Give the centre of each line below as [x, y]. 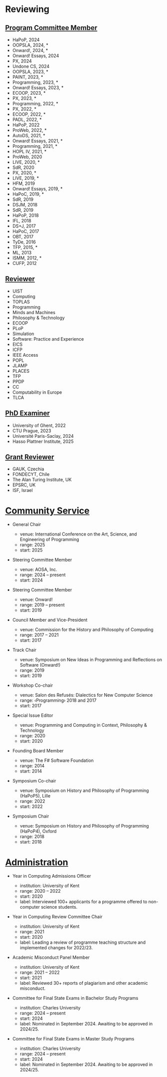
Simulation [23, 334]
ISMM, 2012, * [27, 258]
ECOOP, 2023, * [29, 93]
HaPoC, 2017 [26, 231]
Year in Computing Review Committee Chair [57, 917]
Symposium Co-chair [34, 781]
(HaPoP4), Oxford [38, 831]
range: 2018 [32, 837]
